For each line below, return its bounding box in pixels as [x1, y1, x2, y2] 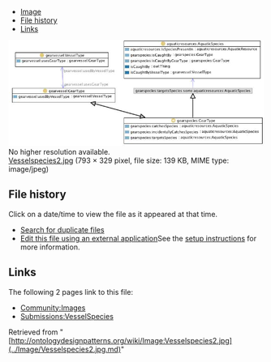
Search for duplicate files [19, 224, 105, 234]
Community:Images [19, 303, 86, 313]
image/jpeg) [8, 164, 49, 174]
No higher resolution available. [8, 147, 111, 157]
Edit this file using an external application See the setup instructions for [19, 233, 257, 243]
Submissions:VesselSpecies [19, 311, 114, 321]
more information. [19, 242, 80, 252]
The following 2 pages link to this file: [8, 287, 134, 296]
